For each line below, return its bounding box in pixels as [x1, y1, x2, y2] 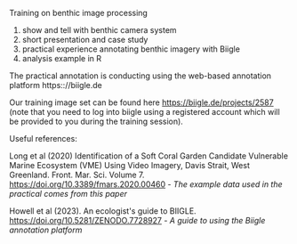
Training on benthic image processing [9, 8, 148, 18]
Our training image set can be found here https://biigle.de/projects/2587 [9, 97, 274, 108]
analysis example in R [21, 53, 102, 63]
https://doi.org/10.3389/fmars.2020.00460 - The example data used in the [9, 179, 283, 190]
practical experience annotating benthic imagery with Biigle [21, 44, 240, 54]
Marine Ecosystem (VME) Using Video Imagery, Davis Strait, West [9, 160, 251, 170]
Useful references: [9, 134, 77, 143]
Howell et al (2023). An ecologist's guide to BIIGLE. [9, 206, 197, 216]
